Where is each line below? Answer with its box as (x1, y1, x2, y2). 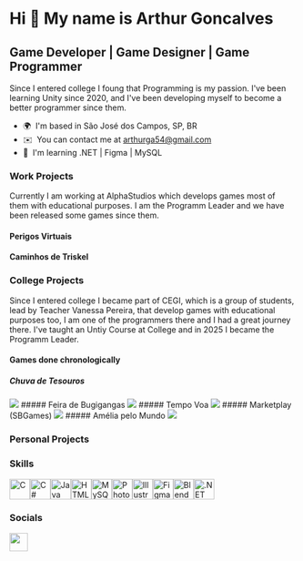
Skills (9, 457, 35, 470)
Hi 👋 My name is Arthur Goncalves (9, 8, 274, 29)
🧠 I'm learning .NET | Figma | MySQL (22, 148, 163, 158)
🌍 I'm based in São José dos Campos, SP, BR (22, 120, 197, 131)
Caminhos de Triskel (9, 251, 89, 262)
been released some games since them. (9, 209, 159, 221)
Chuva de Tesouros (9, 375, 85, 386)
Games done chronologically (9, 354, 121, 365)
